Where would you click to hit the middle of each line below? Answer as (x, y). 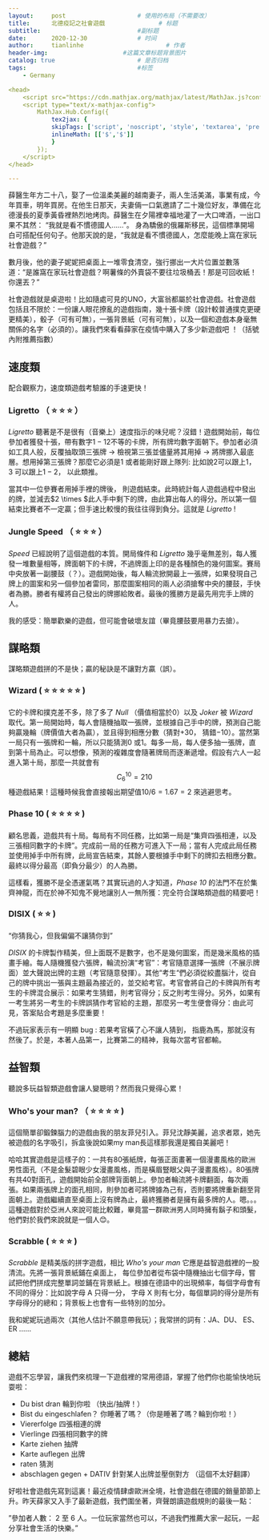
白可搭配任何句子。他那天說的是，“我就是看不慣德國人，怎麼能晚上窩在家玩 (133, 235)
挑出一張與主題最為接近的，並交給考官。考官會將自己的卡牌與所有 (145, 982)
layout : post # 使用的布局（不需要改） (109, 16)
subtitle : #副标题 (84, 30)
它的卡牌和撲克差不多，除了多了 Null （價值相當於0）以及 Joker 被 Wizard (131, 712)
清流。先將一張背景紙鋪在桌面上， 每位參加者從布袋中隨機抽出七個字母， (128, 1273)
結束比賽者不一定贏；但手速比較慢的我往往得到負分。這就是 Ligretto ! (122, 509)
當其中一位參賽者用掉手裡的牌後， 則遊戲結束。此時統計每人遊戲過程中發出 (132, 489)
